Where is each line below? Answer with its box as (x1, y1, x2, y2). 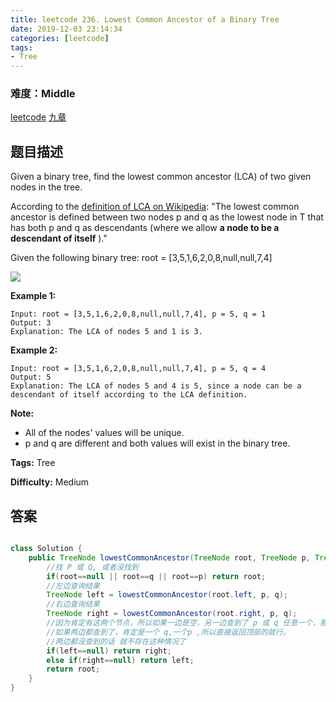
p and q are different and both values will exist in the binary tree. (24, 437, 291, 450)
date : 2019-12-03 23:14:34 (10, 24, 123, 34)
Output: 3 (10, 318, 52, 328)
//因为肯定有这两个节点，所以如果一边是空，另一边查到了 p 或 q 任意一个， (46, 618, 321, 628)
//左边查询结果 (46, 581, 100, 591)
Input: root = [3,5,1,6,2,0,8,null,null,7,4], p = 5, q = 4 (10, 364, 267, 374)
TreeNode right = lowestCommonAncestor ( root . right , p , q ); (46, 609, 298, 619)
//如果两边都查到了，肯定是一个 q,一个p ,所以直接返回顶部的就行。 (46, 627, 291, 637)
